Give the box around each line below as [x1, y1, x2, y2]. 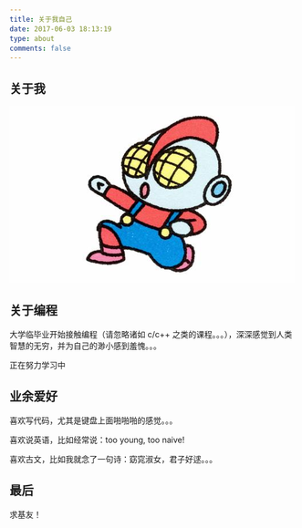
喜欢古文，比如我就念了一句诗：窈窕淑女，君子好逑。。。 [9, 453, 217, 464]
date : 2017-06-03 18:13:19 [9, 24, 112, 34]
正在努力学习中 [9, 359, 66, 370]
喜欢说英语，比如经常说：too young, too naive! [9, 434, 185, 445]
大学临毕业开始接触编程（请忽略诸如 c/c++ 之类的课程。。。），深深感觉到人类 [9, 328, 293, 339]
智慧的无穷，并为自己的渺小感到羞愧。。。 [9, 340, 161, 351]
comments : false [9, 44, 71, 53]
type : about [9, 34, 55, 43]
